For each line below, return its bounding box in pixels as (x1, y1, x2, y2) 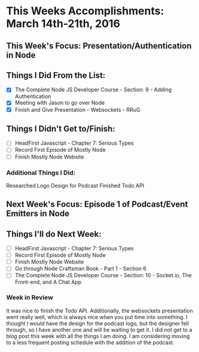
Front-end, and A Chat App (14, 278, 82, 286)
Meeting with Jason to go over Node (14, 99, 105, 106)
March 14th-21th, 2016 (6, 17, 121, 30)
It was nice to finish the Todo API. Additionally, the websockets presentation (6, 307, 193, 314)
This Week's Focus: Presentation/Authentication (6, 41, 192, 51)
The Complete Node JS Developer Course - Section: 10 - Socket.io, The (14, 272, 192, 279)
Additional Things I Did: (6, 169, 76, 177)
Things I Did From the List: (6, 70, 106, 80)
